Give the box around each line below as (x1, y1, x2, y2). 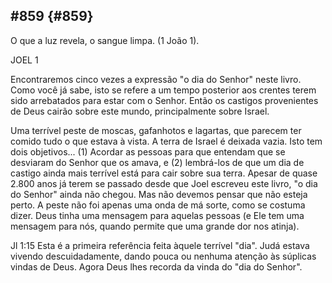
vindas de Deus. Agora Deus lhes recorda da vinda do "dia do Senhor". (10, 260, 303, 273)
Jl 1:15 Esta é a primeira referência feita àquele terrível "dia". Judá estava (10, 239, 310, 251)
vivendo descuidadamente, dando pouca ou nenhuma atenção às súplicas (10, 250, 317, 262)
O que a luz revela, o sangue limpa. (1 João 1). (10, 34, 200, 46)
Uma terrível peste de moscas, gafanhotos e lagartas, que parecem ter (10, 124, 302, 136)
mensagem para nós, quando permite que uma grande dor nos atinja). (10, 220, 300, 232)
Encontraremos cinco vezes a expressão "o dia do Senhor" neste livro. (10, 73, 302, 85)
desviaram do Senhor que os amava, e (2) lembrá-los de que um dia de (10, 156, 305, 168)
